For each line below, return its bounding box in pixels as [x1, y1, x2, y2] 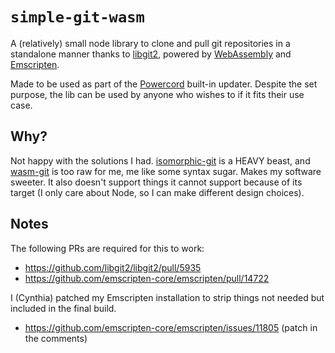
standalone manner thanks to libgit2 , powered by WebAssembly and [10, 48, 292, 60]
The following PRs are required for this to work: [10, 242, 205, 254]
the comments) [24, 332, 88, 344]
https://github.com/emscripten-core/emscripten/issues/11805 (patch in [24, 321, 318, 333]
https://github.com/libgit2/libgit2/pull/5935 [24, 261, 202, 273]
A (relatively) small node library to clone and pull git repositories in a [10, 37, 291, 49]
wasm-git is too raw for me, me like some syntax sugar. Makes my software [10, 165, 322, 177]
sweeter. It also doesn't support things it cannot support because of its [10, 176, 303, 188]
